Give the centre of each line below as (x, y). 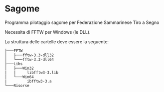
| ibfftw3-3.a (28, 81)
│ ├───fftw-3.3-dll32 (29, 55)
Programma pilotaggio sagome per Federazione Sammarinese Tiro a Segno (82, 22)
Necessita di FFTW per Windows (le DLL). (48, 32)
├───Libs (14, 64)
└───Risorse (17, 86)
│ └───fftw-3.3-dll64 (29, 59)
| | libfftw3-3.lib (31, 73)
